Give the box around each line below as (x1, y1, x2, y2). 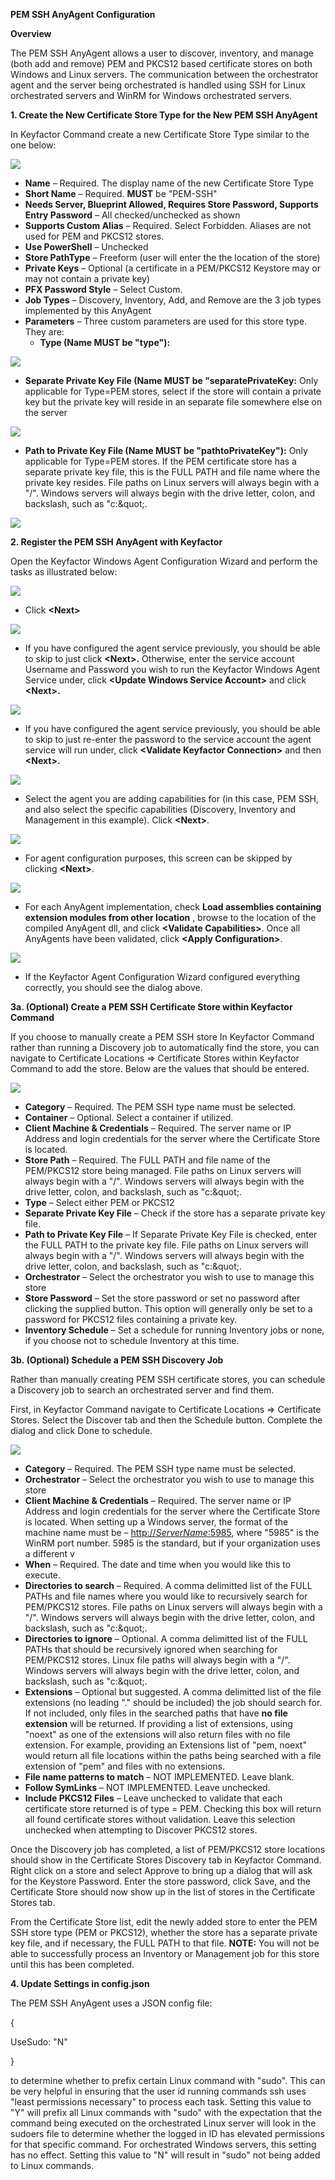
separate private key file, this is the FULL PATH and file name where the (24, 466, 321, 478)
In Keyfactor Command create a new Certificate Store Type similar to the (10, 129, 310, 140)
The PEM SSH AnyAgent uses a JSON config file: (10, 1997, 213, 2009)
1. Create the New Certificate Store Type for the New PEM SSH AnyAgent (10, 109, 318, 121)
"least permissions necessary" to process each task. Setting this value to (10, 2096, 312, 2108)
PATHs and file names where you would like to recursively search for (24, 1590, 308, 1602)
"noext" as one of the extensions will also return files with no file (24, 1729, 291, 1740)
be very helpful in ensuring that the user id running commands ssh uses (10, 2085, 307, 2097)
